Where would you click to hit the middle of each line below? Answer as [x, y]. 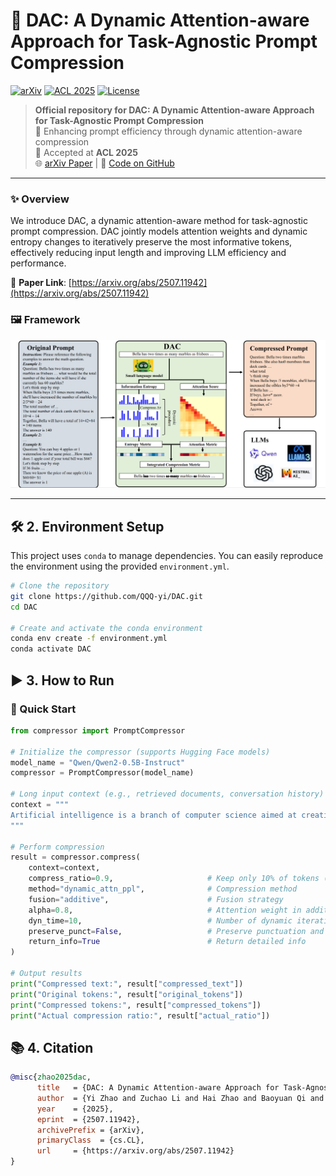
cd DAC [24, 607]
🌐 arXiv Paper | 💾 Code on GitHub [104, 163]
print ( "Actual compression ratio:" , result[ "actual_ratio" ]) [140, 1015]
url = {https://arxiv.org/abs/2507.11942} [135, 1151]
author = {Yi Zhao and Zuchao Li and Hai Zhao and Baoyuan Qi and [180, 1098]
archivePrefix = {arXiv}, [90, 1130]
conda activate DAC [51, 649]
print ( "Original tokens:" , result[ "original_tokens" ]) [127, 994]
